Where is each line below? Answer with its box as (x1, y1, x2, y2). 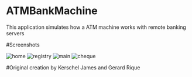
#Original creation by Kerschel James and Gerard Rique (6, 63, 140, 71)
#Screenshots (6, 41, 40, 48)
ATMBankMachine (6, 4, 98, 18)
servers (6, 29, 25, 36)
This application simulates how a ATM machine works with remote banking (6, 24, 186, 31)
